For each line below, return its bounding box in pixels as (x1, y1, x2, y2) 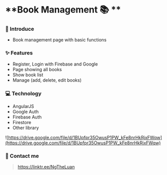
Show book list (12, 72, 44, 78)
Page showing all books (12, 66, 62, 72)
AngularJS (12, 103, 34, 109)
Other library (12, 125, 39, 131)
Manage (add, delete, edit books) (12, 77, 82, 83)
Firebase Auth (12, 114, 42, 120)
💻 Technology (5, 90, 42, 97)
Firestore (12, 120, 32, 126)
